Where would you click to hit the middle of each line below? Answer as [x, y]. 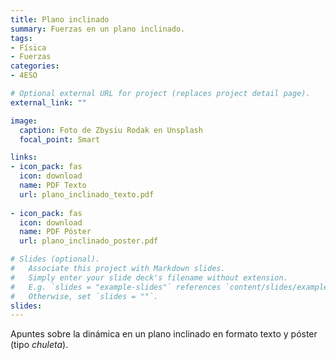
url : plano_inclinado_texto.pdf [87, 194]
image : [24, 121]
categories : [35, 66]
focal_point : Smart [60, 139]
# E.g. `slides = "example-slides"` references [116, 287]
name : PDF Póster [55, 232]
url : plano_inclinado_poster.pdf [89, 241]
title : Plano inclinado [60, 19]
